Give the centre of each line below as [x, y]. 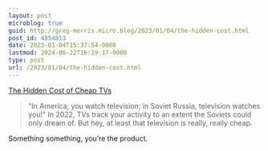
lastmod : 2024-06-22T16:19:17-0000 [68, 53]
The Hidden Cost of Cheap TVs [60, 90]
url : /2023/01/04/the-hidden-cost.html [75, 68]
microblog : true [35, 23]
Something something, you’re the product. [78, 138]
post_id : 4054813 [37, 38]
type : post [26, 61]
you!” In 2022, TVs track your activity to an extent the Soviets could [140, 114]
